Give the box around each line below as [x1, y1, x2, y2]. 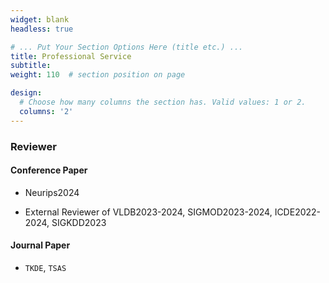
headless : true [10, 24, 74, 34]
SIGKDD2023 [51, 216, 107, 228]
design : [10, 88, 43, 98]
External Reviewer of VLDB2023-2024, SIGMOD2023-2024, [24, 206, 273, 218]
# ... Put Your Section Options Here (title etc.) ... [10, 42, 244, 52]
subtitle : [10, 61, 52, 71]
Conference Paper [10, 164, 88, 176]
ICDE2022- [274, 206, 322, 218]
